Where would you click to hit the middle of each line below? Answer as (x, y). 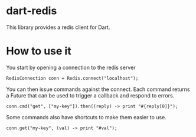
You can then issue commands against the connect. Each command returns (98, 89)
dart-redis (32, 11)
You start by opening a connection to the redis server (71, 67)
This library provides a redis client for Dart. (58, 27)
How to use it (39, 51)
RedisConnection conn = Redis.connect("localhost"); (72, 78)
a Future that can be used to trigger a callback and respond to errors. (90, 95)
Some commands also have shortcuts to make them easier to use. (86, 117)
